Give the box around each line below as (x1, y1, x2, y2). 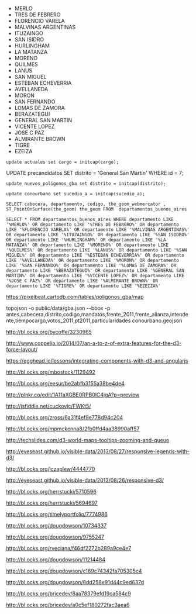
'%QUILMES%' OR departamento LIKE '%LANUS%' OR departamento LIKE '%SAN (6, 247, 187, 253)
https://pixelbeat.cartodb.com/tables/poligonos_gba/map (6, 294, 145, 300)
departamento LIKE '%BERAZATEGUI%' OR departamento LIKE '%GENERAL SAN (6, 268, 184, 274)
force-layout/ (6, 346, 38, 353)
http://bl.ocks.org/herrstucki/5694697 (6, 499, 98, 506)
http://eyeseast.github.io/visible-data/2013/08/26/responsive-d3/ (6, 477, 164, 484)
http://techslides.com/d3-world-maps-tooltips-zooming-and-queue (6, 437, 170, 443)
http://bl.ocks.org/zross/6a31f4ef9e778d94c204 (6, 414, 123, 420)
